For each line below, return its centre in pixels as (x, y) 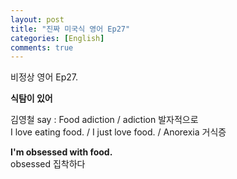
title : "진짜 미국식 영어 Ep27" (70, 29)
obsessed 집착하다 (48, 164)
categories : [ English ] (57, 38)
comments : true (42, 47)
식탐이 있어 (31, 98)
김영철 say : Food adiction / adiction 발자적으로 (104, 120)
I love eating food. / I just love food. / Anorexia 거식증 (118, 132)
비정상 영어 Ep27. (44, 77)
